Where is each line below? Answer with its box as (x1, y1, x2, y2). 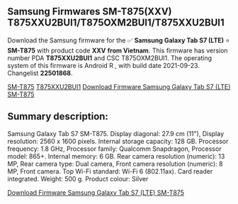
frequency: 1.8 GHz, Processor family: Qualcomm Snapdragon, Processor (7, 144, 222, 153)
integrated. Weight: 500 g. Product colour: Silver (7, 174, 149, 183)
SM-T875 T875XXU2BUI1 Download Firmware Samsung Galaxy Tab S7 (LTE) (7, 82, 231, 91)
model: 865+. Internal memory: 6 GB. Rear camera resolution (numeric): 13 (7, 152, 225, 160)
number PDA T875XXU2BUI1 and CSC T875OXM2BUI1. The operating (7, 53, 212, 62)
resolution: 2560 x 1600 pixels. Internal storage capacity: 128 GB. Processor (7, 137, 229, 145)
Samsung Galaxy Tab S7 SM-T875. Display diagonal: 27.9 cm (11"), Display (7, 129, 225, 137)
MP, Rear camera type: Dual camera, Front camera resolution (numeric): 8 (7, 159, 223, 168)
